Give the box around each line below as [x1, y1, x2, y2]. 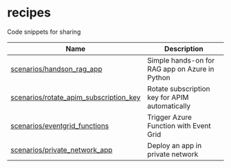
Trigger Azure [147, 112, 192, 122]
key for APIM [147, 92, 189, 102]
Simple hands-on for [147, 55, 215, 65]
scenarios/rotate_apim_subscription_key [10, 92, 141, 102]
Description [164, 43, 204, 53]
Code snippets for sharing [7, 28, 81, 36]
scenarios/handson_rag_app [10, 64, 102, 74]
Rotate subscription [147, 84, 211, 94]
